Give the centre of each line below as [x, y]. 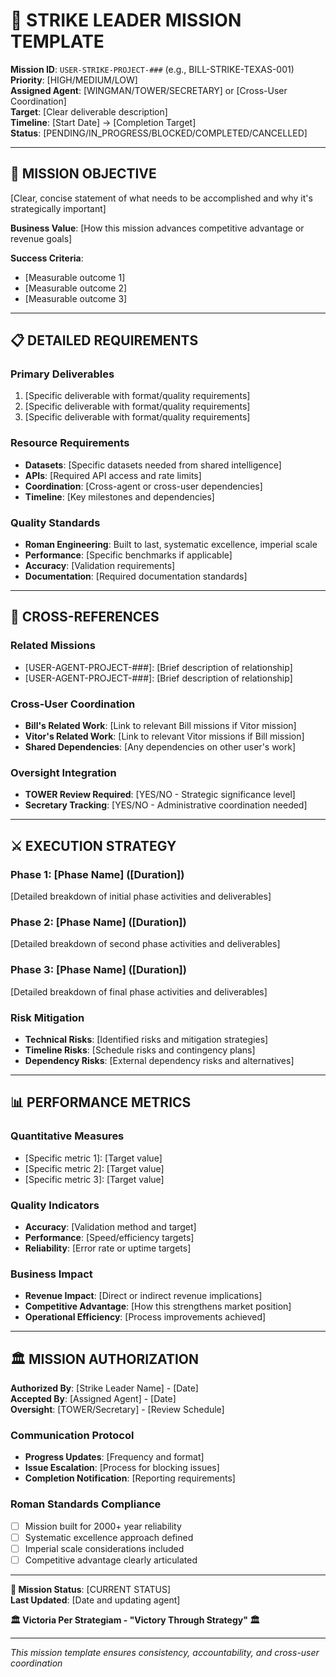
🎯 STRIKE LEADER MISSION [126, 20]
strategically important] [58, 208]
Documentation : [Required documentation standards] [136, 576]
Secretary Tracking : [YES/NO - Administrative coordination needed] [166, 805]
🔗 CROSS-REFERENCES [85, 617]
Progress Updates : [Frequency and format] [114, 1457]
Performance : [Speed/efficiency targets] [109, 1237]
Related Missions [53, 646]
